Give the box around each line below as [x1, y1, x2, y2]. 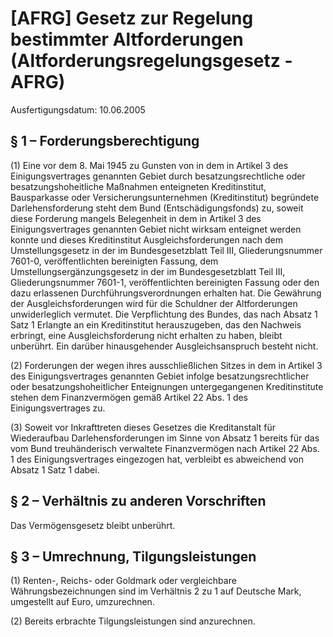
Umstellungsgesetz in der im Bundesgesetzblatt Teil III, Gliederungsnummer [10, 244, 323, 256]
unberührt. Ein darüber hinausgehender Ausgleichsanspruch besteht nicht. [10, 340, 319, 352]
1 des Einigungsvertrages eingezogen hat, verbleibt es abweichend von [10, 453, 304, 465]
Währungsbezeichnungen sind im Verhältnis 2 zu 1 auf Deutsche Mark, [10, 585, 302, 597]
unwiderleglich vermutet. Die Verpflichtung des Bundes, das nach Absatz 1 [10, 308, 318, 320]
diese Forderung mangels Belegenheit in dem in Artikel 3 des [10, 212, 262, 224]
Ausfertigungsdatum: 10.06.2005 [10, 103, 146, 116]
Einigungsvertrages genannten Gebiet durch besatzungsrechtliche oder [10, 170, 306, 182]
